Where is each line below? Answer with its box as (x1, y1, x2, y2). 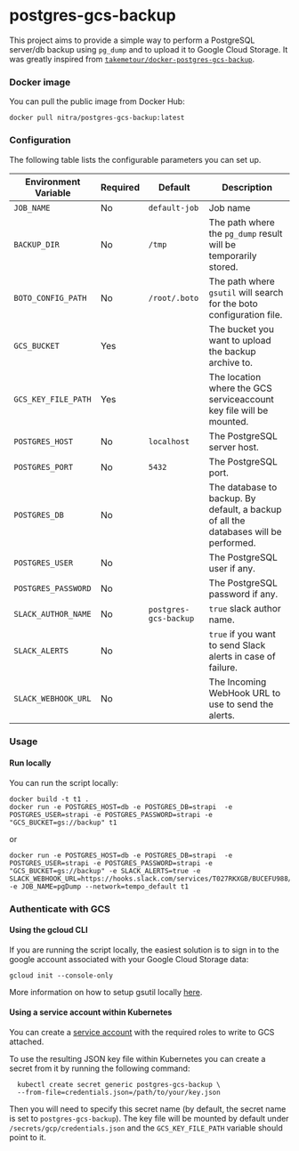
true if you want (208, 628, 276, 640)
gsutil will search (208, 286, 284, 298)
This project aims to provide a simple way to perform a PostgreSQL (9, 35, 255, 45)
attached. (9, 1036, 44, 1047)
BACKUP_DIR (13, 239, 60, 249)
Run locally (9, 758, 52, 768)
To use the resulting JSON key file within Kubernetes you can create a (9, 1053, 266, 1064)
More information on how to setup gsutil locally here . (9, 986, 203, 997)
